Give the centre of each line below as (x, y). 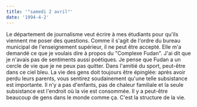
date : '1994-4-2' (28, 17)
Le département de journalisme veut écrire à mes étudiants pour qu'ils (92, 34)
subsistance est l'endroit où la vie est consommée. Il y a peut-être (87, 91)
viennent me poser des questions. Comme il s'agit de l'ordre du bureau (93, 40)
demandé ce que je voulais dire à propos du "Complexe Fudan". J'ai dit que (99, 53)
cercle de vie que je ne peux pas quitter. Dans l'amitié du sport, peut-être (96, 65)
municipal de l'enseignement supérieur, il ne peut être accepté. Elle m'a (94, 47)
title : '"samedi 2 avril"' (40, 12)
